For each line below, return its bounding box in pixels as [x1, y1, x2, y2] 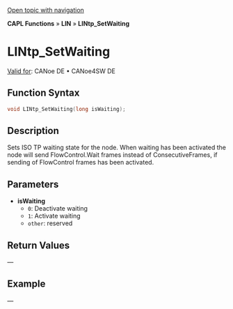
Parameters [7, 178, 59, 190]
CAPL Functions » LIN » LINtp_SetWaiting [7, 20, 130, 27]
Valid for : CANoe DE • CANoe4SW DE [7, 66, 116, 75]
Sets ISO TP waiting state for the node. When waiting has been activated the [7, 143, 226, 152]
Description [7, 125, 59, 137]
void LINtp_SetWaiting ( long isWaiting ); [7, 105, 127, 112]
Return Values [7, 239, 70, 251]
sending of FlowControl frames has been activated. [7, 158, 154, 167]
